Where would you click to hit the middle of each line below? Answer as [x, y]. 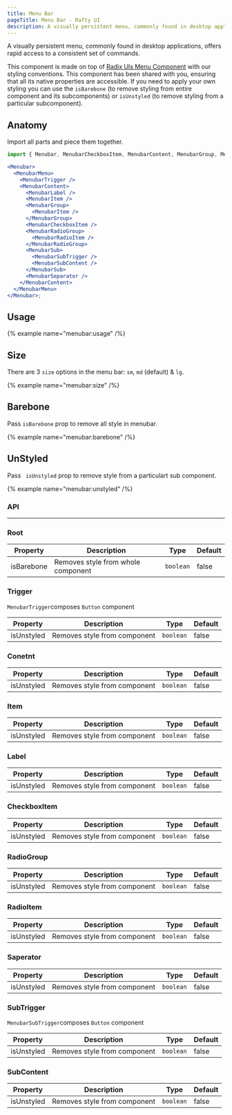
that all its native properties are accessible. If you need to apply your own [112, 82]
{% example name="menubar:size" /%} [64, 385]
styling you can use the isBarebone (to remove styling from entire [99, 89]
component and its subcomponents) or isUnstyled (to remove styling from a [115, 96]
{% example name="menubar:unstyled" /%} [70, 488]
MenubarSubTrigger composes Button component [76, 1022]
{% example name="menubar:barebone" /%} [71, 437]
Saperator [24, 957]
